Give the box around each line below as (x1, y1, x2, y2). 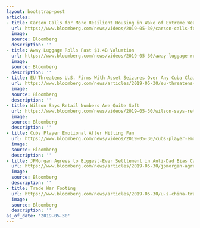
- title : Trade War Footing (6, 185, 76, 191)
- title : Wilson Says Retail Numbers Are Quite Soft (6, 102, 140, 109)
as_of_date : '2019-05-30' (6, 213, 70, 219)
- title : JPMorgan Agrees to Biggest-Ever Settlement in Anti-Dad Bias (6, 158, 187, 164)
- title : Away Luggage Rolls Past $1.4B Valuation (6, 47, 135, 53)
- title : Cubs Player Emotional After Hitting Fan (6, 130, 135, 137)
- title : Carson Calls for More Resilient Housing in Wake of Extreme (6, 20, 185, 26)
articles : (6, 14, 31, 20)
